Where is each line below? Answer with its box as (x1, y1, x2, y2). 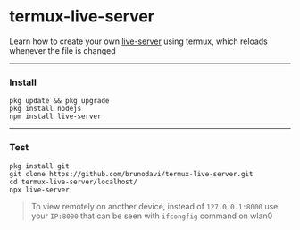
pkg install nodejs (9, 105, 82, 114)
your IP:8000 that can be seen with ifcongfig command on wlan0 (30, 210, 273, 221)
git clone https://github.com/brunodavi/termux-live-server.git (9, 169, 254, 178)
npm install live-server (9, 112, 102, 122)
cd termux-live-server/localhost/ (9, 177, 138, 186)
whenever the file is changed (9, 45, 116, 55)
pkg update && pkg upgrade (9, 97, 110, 106)
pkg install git (9, 161, 70, 171)
